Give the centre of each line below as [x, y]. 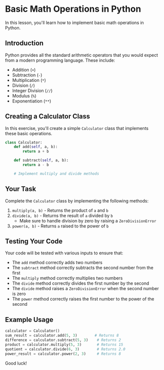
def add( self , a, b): [36, 147]
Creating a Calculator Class [48, 116]
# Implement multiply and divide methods [56, 173]
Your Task [21, 189]
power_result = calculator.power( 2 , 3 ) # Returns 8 [63, 354]
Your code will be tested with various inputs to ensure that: [64, 253]
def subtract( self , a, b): [41, 160]
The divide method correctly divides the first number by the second [81, 283]
